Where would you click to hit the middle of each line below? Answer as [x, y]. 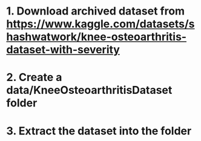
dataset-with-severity [63, 50]
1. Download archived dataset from [96, 11]
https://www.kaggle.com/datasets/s [100, 24]
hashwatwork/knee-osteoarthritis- [96, 37]
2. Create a [34, 77]
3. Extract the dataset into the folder [99, 131]
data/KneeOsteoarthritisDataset [89, 90]
